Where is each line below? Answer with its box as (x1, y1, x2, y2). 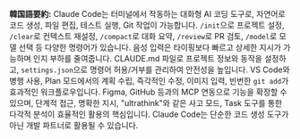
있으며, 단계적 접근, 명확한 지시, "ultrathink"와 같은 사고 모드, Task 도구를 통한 (9, 98, 283, 108)
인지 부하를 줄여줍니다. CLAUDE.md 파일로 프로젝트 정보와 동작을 (32, 53, 262, 63)
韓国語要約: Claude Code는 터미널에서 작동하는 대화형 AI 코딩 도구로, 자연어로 (9, 9, 286, 19)
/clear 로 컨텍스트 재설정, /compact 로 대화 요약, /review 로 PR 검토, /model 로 (9, 31, 278, 41)
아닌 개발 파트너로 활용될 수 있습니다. (9, 120, 139, 130)
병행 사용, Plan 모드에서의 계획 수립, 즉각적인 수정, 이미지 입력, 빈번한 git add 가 (9, 76, 289, 86)
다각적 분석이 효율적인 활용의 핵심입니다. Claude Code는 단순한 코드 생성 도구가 (9, 109, 289, 119)
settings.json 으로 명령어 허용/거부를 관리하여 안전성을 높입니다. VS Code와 (21, 64, 290, 75)
